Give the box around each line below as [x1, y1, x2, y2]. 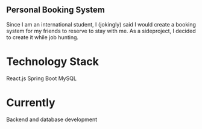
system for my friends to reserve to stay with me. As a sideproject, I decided [6, 27, 196, 34]
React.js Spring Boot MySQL [6, 75, 77, 82]
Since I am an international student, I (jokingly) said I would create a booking [6, 20, 196, 28]
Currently [6, 96, 55, 109]
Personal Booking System [6, 5, 106, 15]
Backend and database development [6, 116, 98, 123]
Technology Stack [6, 55, 99, 68]
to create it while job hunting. [6, 33, 79, 41]
